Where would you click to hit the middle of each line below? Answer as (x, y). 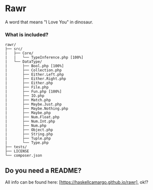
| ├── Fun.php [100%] (34, 92)
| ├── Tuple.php (28, 139)
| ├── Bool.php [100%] (34, 66)
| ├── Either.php (29, 83)
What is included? (27, 35)
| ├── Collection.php (34, 70)
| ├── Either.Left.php (34, 75)
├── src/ (14, 49)
